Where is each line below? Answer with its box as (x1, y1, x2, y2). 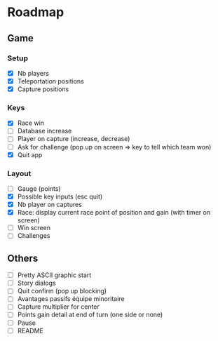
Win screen (17, 224, 51, 232)
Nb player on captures (17, 201, 83, 209)
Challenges (17, 232, 50, 240)
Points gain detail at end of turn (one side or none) (17, 310, 163, 319)
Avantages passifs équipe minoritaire (17, 295, 125, 303)
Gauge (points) (17, 184, 61, 193)
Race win (17, 119, 44, 127)
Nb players (17, 69, 49, 77)
